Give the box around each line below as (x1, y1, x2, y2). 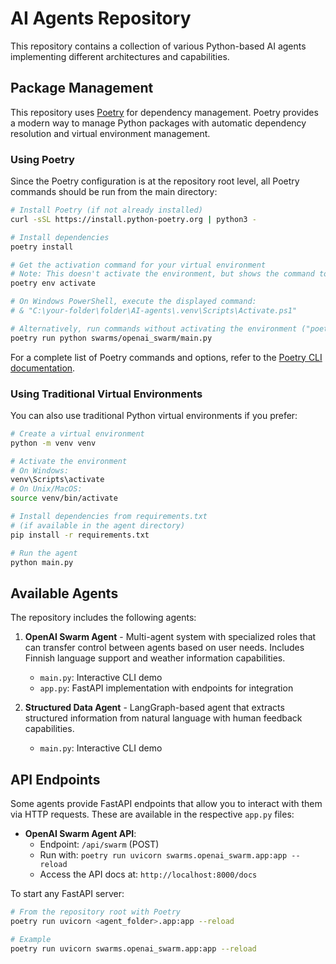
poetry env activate (10, 278, 97, 289)
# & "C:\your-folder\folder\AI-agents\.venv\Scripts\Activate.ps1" (10, 306, 298, 316)
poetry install (10, 242, 74, 252)
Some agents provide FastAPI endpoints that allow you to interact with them (10, 798, 323, 810)
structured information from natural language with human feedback (24, 712, 303, 724)
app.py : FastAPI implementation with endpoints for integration (39, 682, 294, 694)
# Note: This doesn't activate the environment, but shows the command (10, 269, 315, 279)
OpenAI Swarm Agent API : (24, 828, 137, 840)
